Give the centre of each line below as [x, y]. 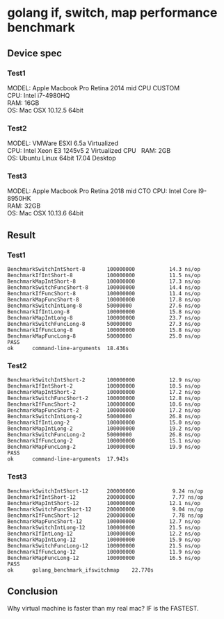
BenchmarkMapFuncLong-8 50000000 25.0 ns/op [104, 336]
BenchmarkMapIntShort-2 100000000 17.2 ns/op [104, 393]
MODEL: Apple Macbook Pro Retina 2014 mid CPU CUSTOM [94, 88]
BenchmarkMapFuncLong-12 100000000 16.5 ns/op [104, 558]
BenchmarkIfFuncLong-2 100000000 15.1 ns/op [104, 441]
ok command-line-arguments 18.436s [68, 349]
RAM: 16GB [23, 103]
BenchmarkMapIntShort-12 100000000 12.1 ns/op [104, 503]
